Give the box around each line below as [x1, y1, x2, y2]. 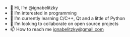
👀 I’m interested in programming [10, 10, 77, 16]
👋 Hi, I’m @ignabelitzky [10, 5, 58, 10]
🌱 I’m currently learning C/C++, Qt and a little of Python [10, 15, 125, 21]
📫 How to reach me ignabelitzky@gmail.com [10, 26, 104, 32]
